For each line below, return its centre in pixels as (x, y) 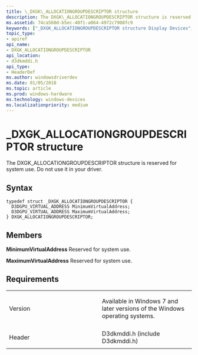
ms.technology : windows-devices (46, 99)
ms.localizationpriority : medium (47, 105)
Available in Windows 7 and (140, 301)
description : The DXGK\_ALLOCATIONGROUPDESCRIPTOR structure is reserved (99, 17)
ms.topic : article (29, 89)
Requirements (32, 279)
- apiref (17, 39)
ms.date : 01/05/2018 (32, 83)
